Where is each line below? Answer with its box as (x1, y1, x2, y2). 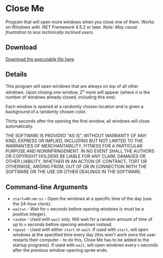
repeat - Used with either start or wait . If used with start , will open (12, 226, 148, 233)
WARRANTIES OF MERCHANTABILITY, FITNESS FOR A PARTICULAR (5, 143, 143, 149)
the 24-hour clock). (12, 201, 52, 207)
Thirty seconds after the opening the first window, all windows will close (5, 118, 150, 124)
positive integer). (12, 211, 47, 217)
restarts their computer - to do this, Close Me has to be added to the (12, 237, 149, 243)
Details (5, 70, 27, 79)
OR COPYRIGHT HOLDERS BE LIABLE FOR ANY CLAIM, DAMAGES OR (5, 153, 146, 159)
